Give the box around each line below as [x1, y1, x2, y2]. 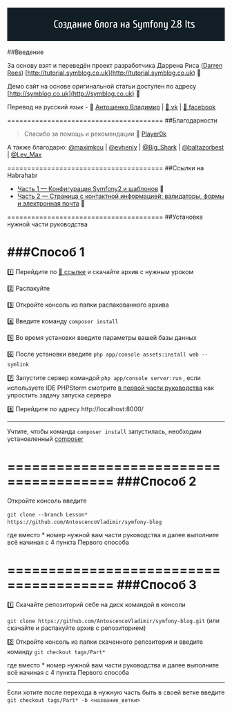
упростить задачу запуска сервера [7, 391, 112, 399]
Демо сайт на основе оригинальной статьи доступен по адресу [7, 82, 197, 91]
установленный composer [7, 435, 84, 443]
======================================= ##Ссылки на [7, 164, 204, 172]
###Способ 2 [116, 474, 197, 489]
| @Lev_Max [7, 150, 42, 159]
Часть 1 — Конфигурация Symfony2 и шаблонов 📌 [17, 185, 164, 193]
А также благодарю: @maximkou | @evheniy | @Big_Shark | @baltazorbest [7, 143, 224, 152]
